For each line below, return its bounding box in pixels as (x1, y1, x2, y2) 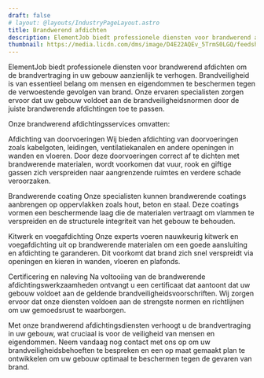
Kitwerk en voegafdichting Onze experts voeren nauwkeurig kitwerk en (8, 232, 239, 241)
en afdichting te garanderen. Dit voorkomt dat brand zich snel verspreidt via (8, 248, 254, 258)
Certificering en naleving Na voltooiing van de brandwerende (8, 272, 206, 281)
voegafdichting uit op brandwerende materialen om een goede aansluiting (8, 240, 247, 250)
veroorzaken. (8, 176, 51, 185)
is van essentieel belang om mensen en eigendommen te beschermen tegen (8, 79, 256, 89)
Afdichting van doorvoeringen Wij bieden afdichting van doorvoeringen (8, 134, 239, 144)
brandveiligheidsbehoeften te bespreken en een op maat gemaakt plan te (8, 346, 246, 355)
